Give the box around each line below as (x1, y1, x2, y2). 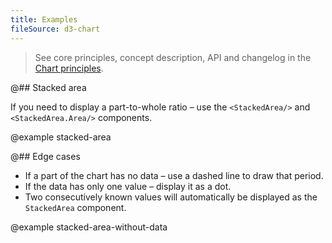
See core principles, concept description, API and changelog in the (34, 51, 312, 63)
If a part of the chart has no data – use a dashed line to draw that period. (24, 169, 324, 181)
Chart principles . (34, 62, 104, 74)
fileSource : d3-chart (10, 24, 101, 34)
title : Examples (10, 14, 78, 25)
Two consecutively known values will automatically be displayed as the (24, 191, 318, 203)
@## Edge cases (10, 150, 81, 162)
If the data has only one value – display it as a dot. (24, 180, 232, 192)
